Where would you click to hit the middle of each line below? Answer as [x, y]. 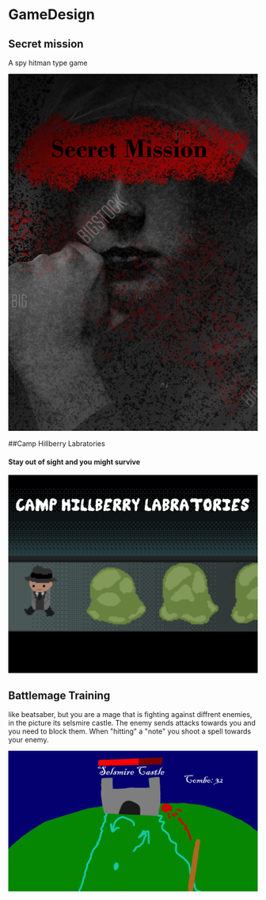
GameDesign [51, 15]
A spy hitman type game [48, 63]
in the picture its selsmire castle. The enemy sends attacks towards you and [132, 723]
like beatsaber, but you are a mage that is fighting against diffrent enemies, [130, 715]
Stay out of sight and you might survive [74, 462]
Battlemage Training [59, 695]
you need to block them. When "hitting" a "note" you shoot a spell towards [130, 731]
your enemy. [28, 740]
